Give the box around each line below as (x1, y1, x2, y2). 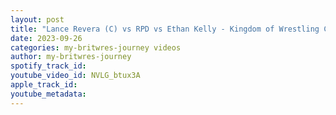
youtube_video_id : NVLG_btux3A (10, 71, 141, 81)
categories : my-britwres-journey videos (10, 42, 182, 53)
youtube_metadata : (10, 89, 87, 99)
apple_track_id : (10, 80, 78, 90)
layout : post (10, 14, 65, 25)
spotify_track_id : (10, 61, 87, 71)
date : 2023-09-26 (10, 33, 83, 43)
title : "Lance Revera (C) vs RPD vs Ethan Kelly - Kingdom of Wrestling (10, 24, 320, 34)
